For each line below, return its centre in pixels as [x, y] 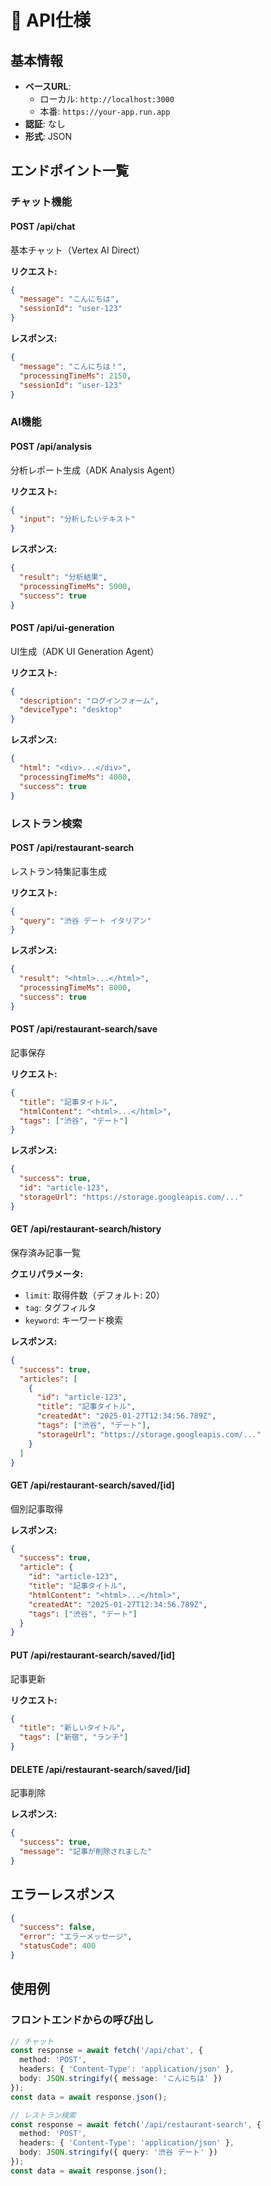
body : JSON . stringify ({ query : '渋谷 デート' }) [118, 2152]
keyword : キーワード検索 [73, 1320]
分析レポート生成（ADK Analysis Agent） [95, 470]
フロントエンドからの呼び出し [82, 2020]
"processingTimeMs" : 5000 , [75, 586]
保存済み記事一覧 [45, 1252]
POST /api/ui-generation [62, 628]
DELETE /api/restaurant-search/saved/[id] [100, 1769]
